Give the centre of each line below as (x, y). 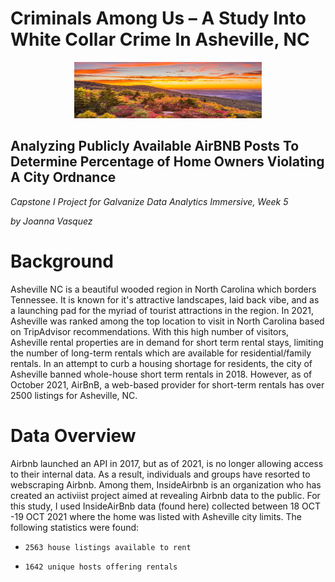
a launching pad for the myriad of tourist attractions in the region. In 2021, (162, 310)
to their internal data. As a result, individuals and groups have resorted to (160, 474)
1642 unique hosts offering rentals (101, 567)
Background (62, 261)
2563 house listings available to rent (108, 547)
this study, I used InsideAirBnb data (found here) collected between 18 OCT (166, 506)
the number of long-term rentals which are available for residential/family (161, 353)
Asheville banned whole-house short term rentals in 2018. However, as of (161, 374)
